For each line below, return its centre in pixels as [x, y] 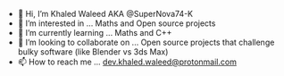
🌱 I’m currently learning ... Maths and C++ [95, 33]
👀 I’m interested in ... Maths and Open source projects [117, 23]
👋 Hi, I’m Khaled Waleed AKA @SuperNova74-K [105, 14]
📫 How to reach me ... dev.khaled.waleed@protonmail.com [127, 62]
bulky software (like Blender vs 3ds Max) [93, 52]
